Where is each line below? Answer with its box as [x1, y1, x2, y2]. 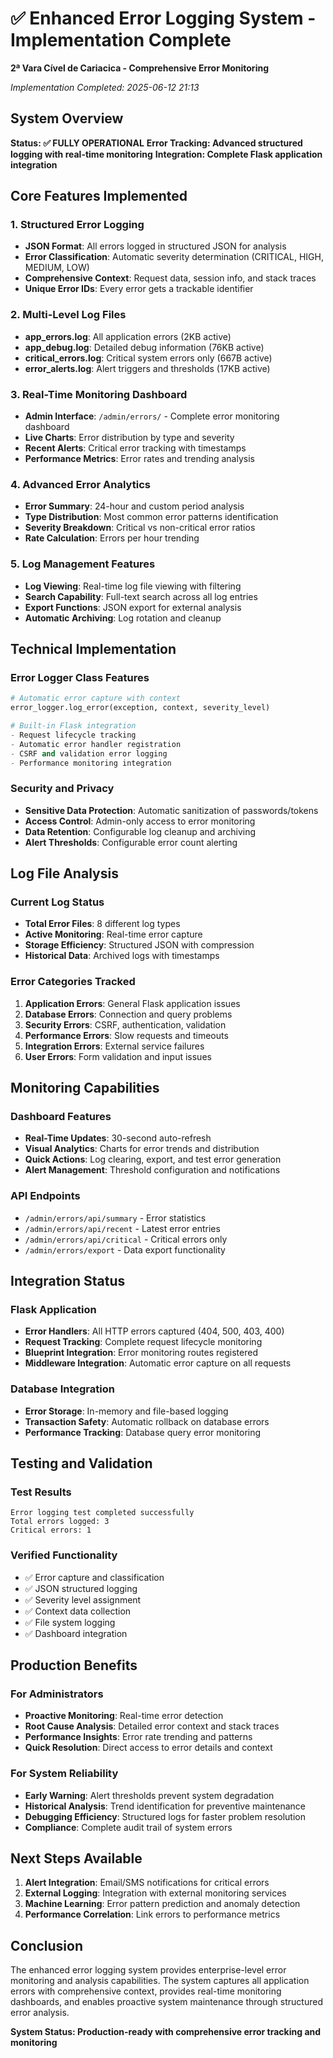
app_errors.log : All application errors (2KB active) [24, 330, 232, 342]
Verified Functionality [10, 1548, 118, 1562]
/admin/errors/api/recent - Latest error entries [24, 1222, 221, 1234]
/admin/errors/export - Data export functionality [24, 1243, 226, 1256]
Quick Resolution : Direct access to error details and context [24, 1742, 273, 1754]
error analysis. [10, 2007, 70, 2019]
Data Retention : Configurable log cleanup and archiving [24, 825, 257, 837]
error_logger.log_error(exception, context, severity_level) [10, 703, 271, 713]
